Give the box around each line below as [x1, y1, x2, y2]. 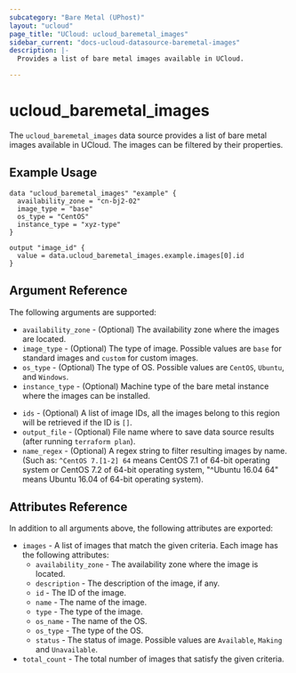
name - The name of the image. [35, 597, 148, 608]
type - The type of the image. [35, 606, 144, 617]
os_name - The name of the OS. [35, 616, 148, 627]
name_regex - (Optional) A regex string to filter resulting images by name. [21, 445, 287, 456]
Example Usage [9, 166, 98, 181]
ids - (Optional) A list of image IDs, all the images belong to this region [21, 407, 280, 418]
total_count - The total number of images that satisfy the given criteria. [21, 653, 284, 664]
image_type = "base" [17, 204, 93, 214]
